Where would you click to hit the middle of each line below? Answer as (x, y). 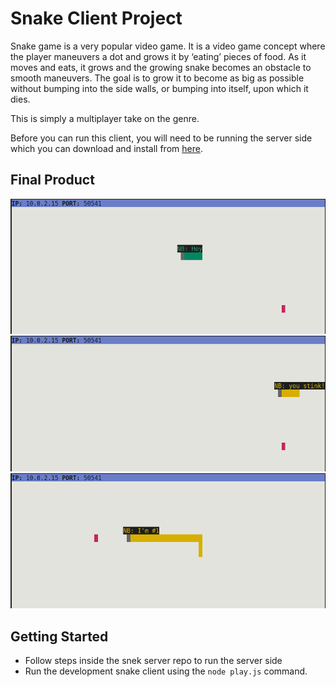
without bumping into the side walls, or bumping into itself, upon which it (159, 88)
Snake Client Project (96, 18)
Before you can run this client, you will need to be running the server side (161, 138)
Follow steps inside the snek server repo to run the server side (153, 661)
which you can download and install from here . (106, 148)
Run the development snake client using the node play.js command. (166, 671)
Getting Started (59, 636)
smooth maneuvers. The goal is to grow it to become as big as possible (157, 78)
